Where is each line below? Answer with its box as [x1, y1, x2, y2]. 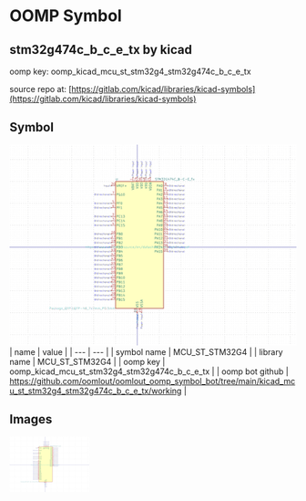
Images [9, 412, 53, 427]
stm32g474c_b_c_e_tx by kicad [9, 42, 193, 57]
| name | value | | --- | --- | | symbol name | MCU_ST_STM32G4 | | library [9, 346, 284, 357]
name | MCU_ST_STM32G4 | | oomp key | [9, 356, 166, 367]
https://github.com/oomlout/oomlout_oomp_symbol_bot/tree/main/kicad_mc [9, 375, 296, 386]
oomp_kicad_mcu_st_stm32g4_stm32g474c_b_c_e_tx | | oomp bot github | [9, 366, 289, 377]
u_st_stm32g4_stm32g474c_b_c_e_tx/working [9, 385, 182, 396]
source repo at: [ [9, 84, 72, 94]
